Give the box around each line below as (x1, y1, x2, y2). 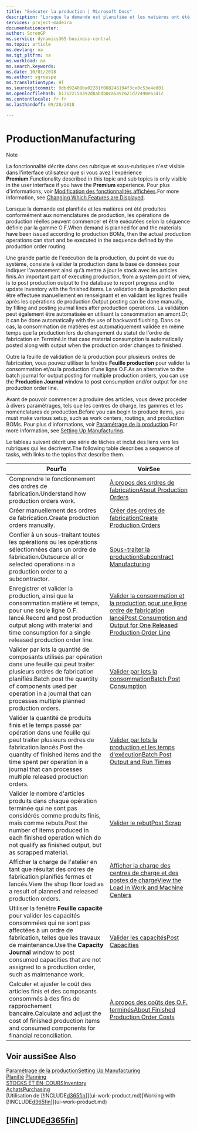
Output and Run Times (109, 758, 172, 766)
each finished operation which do (9, 833, 101, 842)
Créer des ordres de (109, 506, 165, 515)
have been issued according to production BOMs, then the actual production (6, 231, 191, 238)
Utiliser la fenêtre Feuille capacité (9, 904, 103, 912)
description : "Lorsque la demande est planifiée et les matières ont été (6, 14, 191, 20)
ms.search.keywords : (6, 63, 57, 69)
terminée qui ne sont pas (9, 804, 77, 812)
